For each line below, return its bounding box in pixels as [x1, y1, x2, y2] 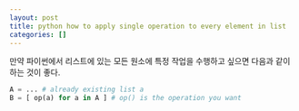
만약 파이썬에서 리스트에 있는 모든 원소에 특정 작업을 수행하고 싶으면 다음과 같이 [9, 56, 291, 67]
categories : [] [9, 30, 67, 39]
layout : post [9, 13, 59, 23]
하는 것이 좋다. [9, 67, 61, 78]
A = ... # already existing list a [9, 85, 145, 95]
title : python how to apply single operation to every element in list [9, 22, 286, 31]
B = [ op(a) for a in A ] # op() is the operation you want [9, 94, 243, 103]
